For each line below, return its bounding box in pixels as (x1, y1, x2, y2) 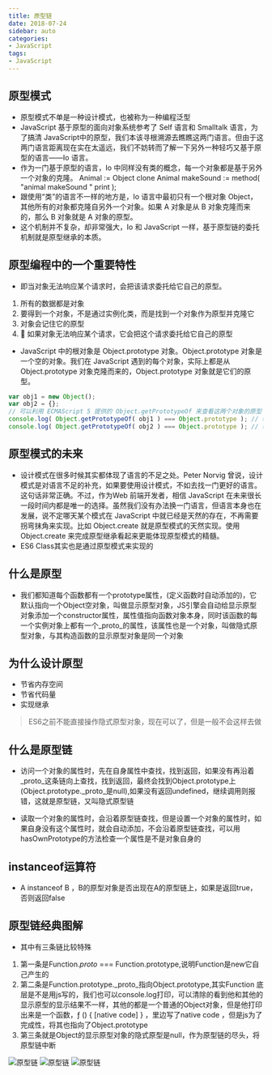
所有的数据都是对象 (19, 298, 85, 308)
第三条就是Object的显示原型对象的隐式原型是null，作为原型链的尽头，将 (19, 1030, 261, 1039)
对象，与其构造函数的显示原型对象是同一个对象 (27, 630, 184, 640)
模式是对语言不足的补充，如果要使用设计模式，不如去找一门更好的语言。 (19, 480, 261, 490)
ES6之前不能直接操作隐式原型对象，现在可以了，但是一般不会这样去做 (28, 717, 261, 727)
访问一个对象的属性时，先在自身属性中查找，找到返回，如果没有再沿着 (19, 766, 255, 776)
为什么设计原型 (8, 656, 83, 670)
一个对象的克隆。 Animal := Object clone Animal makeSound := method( (19, 173, 261, 182)
